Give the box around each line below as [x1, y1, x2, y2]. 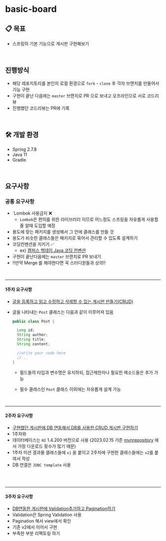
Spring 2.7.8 [12, 146, 37, 152]
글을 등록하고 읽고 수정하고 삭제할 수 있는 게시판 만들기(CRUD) [12, 299, 133, 304]
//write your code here [17, 351, 66, 356]
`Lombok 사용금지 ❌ [12, 210, 52, 216]
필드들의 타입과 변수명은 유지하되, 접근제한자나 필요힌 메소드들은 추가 [19, 369, 153, 375]
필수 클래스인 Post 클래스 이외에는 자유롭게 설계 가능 [19, 386, 121, 392]
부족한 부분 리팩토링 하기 [12, 530, 60, 536]
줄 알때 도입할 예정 [19, 223, 56, 229]
